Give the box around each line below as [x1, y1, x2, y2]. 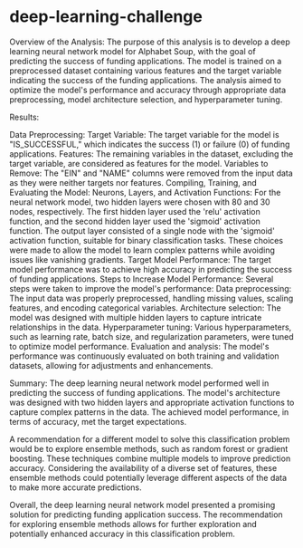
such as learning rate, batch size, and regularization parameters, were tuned [9, 331, 294, 341]
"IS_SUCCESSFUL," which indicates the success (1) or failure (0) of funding [9, 139, 290, 149]
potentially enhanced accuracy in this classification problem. [9, 528, 235, 539]
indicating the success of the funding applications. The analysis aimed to [9, 74, 282, 85]
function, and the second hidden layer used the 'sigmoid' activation [9, 216, 260, 226]
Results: [9, 111, 40, 122]
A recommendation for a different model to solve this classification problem [9, 433, 290, 445]
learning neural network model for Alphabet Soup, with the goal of [9, 45, 256, 56]
